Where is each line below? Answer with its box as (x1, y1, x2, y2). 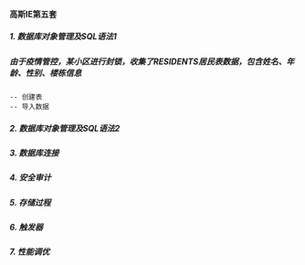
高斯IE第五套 (9, 8, 58, 19)
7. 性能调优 (9, 247, 50, 258)
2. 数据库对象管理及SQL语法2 (9, 122, 121, 133)
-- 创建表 (9, 92, 43, 101)
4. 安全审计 (9, 172, 52, 183)
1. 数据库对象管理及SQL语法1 (9, 31, 117, 42)
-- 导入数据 (9, 101, 50, 111)
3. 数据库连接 (9, 147, 59, 158)
